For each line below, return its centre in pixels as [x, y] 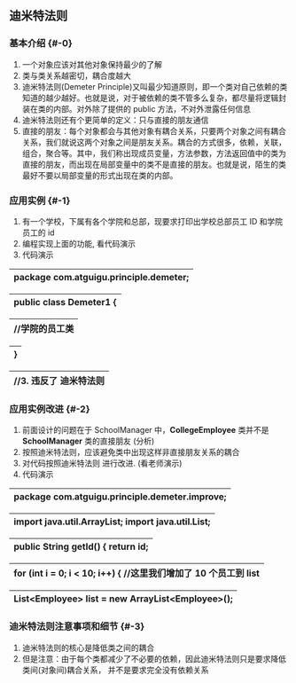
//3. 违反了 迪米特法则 [59, 381]
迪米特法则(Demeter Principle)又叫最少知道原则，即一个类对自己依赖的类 [155, 86]
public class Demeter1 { [65, 302]
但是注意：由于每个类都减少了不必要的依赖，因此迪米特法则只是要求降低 [154, 658]
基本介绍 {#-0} [41, 43]
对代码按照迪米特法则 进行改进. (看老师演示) [102, 463]
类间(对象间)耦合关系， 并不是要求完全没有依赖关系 [115, 670]
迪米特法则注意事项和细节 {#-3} [77, 626]
